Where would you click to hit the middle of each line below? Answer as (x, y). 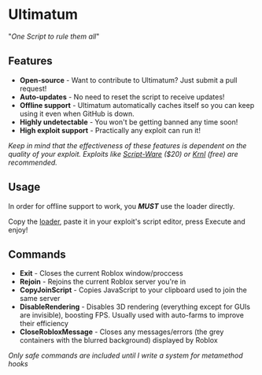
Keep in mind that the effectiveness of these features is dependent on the (127, 145)
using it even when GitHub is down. (77, 113)
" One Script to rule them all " (54, 36)
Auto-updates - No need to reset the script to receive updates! (122, 97)
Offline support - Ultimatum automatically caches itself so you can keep (137, 105)
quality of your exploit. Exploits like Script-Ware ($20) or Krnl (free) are (123, 154)
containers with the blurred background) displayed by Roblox (118, 340)
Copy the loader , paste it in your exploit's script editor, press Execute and (127, 221)
